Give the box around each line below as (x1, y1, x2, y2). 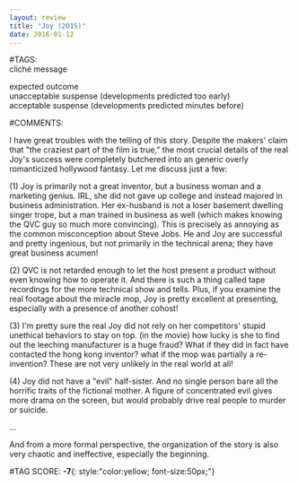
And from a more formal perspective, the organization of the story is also (9, 439, 279, 450)
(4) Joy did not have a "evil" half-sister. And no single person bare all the (9, 376, 278, 386)
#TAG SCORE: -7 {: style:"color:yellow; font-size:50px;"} (9, 466, 215, 477)
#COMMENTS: (9, 117, 65, 128)
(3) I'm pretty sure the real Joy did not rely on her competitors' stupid (9, 320, 267, 332)
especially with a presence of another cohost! (9, 303, 179, 314)
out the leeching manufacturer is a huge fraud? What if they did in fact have (9, 340, 289, 351)
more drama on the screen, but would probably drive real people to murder (9, 395, 286, 406)
